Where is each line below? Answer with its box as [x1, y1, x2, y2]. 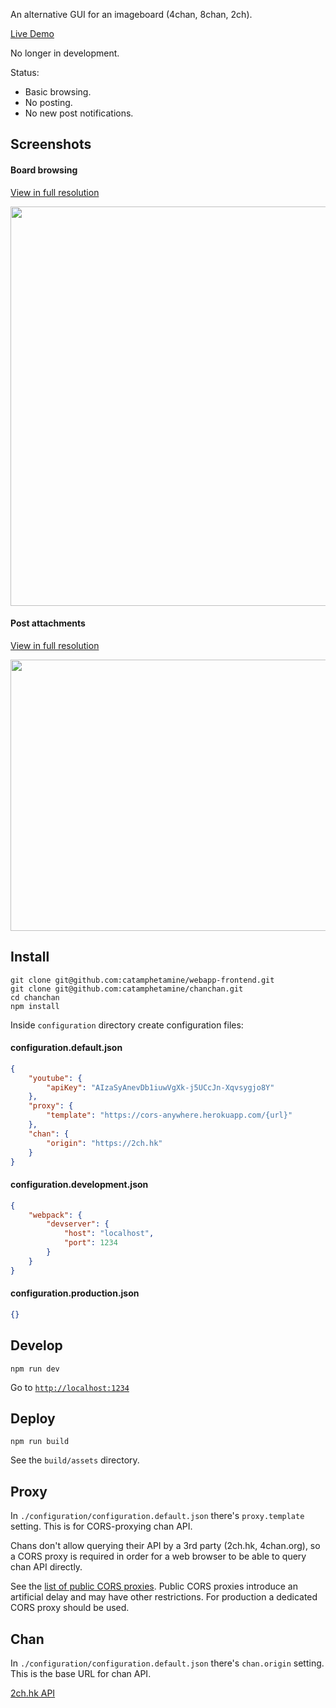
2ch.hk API [10, 1687, 56, 1699]
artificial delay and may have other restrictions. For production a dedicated [10, 1591, 318, 1603]
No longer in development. [10, 47, 120, 59]
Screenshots [10, 136, 92, 153]
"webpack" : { [28, 1210, 83, 1220]
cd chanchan [10, 992, 60, 1003]
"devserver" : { [46, 1219, 110, 1229]
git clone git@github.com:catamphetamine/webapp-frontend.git [10, 975, 275, 985]
